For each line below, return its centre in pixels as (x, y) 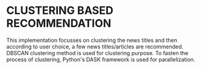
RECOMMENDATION (59, 23)
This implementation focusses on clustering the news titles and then (92, 40)
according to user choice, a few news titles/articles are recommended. (95, 47)
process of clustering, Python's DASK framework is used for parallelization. (101, 59)
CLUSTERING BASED (60, 11)
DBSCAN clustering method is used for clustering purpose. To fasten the (97, 53)
